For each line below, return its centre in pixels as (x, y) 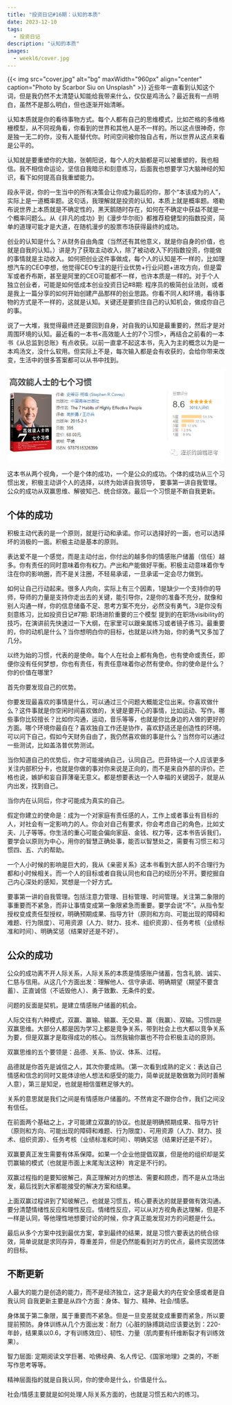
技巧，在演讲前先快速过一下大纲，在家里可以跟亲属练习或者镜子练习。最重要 (116, 623)
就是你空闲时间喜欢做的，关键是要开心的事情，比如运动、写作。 (128, 710)
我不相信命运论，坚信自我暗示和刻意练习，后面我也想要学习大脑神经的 (119, 168)
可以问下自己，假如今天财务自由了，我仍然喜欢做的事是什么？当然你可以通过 (116, 737)
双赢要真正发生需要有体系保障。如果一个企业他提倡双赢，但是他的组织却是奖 (116, 1154)
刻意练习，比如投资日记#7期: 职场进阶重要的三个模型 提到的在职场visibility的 (116, 615)
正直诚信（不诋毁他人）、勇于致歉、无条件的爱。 (90, 990)
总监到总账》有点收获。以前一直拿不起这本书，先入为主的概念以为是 (122, 342)
